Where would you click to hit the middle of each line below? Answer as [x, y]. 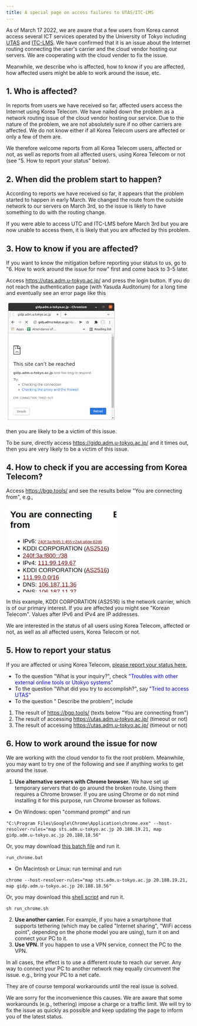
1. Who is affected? [42, 91]
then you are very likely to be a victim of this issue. [68, 449]
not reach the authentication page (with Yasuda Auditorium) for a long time [97, 287]
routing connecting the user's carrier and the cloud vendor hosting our [92, 49]
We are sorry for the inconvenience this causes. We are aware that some [94, 998]
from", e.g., [20, 497]
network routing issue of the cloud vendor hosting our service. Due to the [95, 118]
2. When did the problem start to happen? [84, 179]
